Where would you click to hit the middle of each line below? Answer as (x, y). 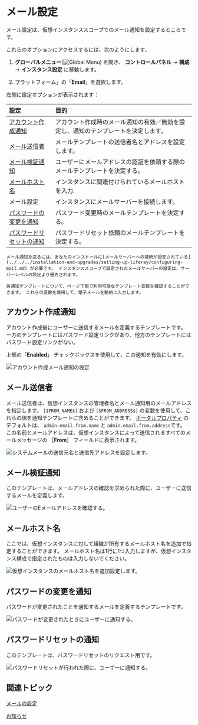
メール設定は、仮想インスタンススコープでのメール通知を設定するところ (94, 30)
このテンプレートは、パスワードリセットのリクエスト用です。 (81, 655)
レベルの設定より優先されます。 (47, 275)
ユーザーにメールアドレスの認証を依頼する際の (120, 162)
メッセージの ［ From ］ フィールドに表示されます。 (78, 440)
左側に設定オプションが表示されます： (52, 94)
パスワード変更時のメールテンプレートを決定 (117, 213)
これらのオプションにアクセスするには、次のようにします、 (78, 49)
